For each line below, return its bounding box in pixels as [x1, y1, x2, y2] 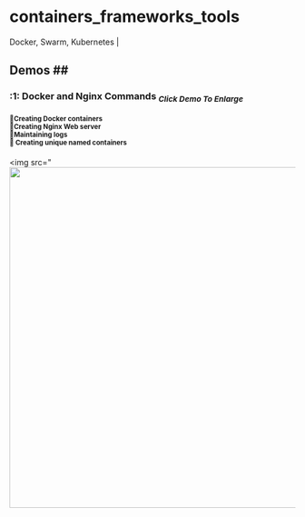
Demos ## [9, 63, 69, 78]
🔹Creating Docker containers [9, 114, 103, 124]
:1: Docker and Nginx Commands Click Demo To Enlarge [9, 90, 243, 104]
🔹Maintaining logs [9, 130, 68, 140]
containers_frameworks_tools [9, 6, 241, 27]
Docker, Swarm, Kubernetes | [9, 36, 120, 47]
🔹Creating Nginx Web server [9, 123, 102, 132]
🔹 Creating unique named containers [9, 138, 127, 147]
